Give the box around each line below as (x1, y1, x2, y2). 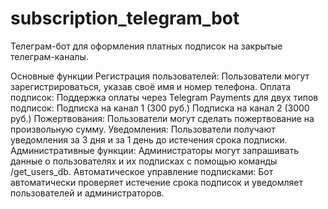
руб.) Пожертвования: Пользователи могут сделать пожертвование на (10, 112, 315, 124)
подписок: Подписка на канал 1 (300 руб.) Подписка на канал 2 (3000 (10, 102, 310, 114)
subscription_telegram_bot (10, 7, 240, 30)
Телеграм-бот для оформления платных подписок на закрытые (10, 40, 283, 52)
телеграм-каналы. (10, 50, 89, 62)
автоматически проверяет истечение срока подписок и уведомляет (10, 176, 304, 188)
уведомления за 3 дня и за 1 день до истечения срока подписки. (10, 133, 288, 146)
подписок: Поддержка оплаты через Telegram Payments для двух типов (10, 91, 319, 103)
